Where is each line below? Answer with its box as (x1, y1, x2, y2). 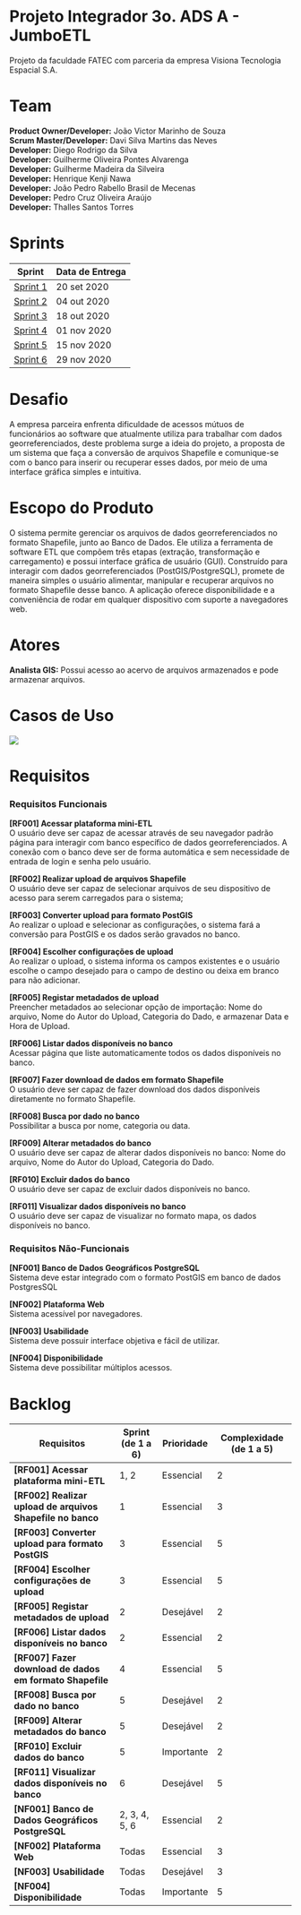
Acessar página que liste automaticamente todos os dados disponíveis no (9, 1048, 281, 1059)
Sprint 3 (13, 309, 47, 322)
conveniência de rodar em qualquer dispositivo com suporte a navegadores (9, 594, 288, 605)
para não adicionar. (9, 975, 81, 986)
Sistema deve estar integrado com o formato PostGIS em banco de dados (9, 1272, 281, 1283)
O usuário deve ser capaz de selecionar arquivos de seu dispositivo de (9, 883, 271, 894)
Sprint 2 (13, 295, 47, 307)
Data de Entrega (56, 265, 127, 278)
